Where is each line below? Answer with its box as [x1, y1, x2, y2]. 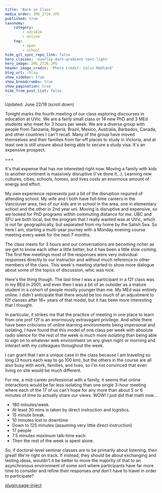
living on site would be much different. [5, 367, 81, 374]
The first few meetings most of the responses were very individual [5, 252, 138, 258]
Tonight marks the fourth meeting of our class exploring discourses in [5, 111, 145, 117]
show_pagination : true [5, 83, 51, 89]
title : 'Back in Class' [5, 7, 53, 12]
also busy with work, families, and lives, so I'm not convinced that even [5, 362, 147, 368]
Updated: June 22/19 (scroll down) [5, 101, 74, 107]
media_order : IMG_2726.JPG [5, 12, 60, 16]
